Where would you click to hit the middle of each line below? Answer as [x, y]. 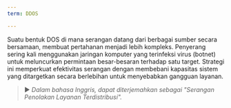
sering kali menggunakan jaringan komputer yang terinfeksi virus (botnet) [111, 54]
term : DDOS [23, 13]
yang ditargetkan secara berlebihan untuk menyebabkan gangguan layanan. [115, 76]
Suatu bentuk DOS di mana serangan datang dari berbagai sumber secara [112, 39]
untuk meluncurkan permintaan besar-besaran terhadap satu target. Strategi [116, 61]
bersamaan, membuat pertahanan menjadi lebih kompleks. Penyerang [107, 46]
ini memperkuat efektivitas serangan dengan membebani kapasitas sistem [113, 69]
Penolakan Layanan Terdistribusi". [73, 97]
